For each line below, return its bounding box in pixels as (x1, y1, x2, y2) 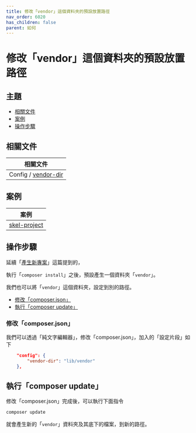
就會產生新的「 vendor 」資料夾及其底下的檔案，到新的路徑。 (6, 421, 150, 428)
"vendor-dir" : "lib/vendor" (27, 358, 95, 364)
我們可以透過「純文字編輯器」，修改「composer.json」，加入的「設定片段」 (6, 334, 185, 341)
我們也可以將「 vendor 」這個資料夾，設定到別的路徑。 (6, 283, 135, 290)
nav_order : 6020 (6, 14, 46, 20)
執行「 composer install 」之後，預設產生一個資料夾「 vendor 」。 (6, 271, 159, 278)
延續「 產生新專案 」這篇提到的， (6, 258, 83, 266)
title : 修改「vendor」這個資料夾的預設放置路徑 (6, 8, 110, 15)
